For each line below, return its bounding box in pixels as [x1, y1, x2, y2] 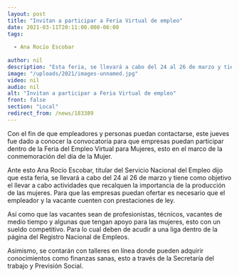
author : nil [7, 57, 43, 64]
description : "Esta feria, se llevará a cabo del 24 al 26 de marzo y [7, 63, 221, 70]
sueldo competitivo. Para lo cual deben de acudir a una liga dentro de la [7, 225, 218, 234]
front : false [7, 97, 46, 104]
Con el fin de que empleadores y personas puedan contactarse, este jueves [7, 129, 230, 137]
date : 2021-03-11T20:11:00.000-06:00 [7, 23, 119, 31]
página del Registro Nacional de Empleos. [7, 232, 129, 241]
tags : [7, 30, 23, 38]
